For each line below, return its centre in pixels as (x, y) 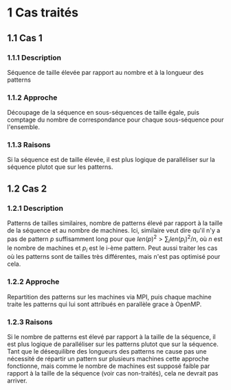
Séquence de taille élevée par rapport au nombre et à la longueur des (106, 72)
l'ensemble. (23, 127)
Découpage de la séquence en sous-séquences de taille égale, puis (103, 113)
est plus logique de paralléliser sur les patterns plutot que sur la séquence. (113, 344)
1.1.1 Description (34, 58)
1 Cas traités (43, 13)
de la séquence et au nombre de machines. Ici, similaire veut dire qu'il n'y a (114, 231)
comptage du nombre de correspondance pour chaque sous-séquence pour (115, 120)
